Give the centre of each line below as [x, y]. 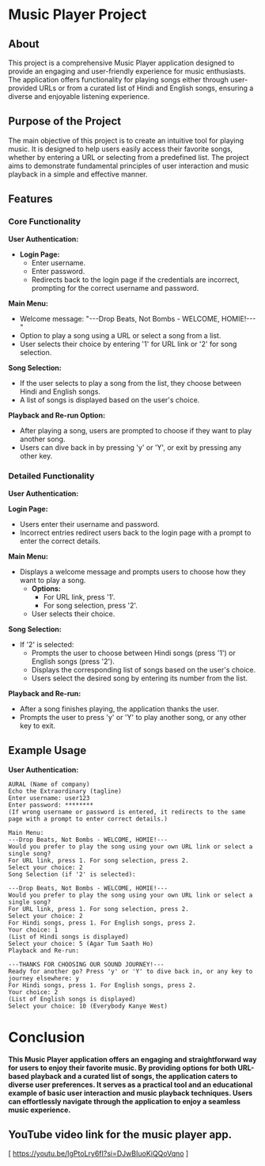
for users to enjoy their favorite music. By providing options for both [122, 1068]
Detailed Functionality [51, 476]
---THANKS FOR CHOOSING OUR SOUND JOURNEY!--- [86, 964]
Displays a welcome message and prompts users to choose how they [132, 571]
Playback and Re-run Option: [57, 415]
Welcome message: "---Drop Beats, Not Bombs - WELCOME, [119, 318]
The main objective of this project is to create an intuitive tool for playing [126, 140]
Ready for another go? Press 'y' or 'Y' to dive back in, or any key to [131, 971]
